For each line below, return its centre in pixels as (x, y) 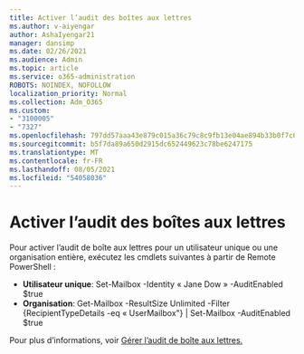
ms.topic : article (44, 69)
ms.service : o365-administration (72, 77)
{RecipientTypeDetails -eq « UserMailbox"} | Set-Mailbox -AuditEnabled (157, 313)
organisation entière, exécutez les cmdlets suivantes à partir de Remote (142, 257)
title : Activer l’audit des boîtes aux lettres (101, 18)
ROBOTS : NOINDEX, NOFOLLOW (60, 85)
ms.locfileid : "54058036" (58, 177)
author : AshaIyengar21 (52, 34)
